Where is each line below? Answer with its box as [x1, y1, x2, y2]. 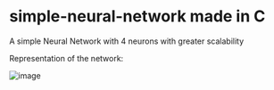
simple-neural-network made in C [9, 6, 266, 27]
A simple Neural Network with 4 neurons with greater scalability [9, 36, 245, 46]
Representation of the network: [9, 53, 124, 63]
